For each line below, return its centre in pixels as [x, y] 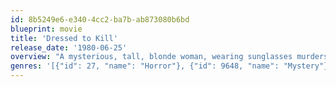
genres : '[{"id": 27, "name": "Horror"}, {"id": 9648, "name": [145, 66]
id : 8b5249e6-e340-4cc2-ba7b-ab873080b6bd [100, 19]
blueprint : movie [46, 29]
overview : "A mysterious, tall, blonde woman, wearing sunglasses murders [169, 57]
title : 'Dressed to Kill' [64, 38]
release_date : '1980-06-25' [69, 47]
